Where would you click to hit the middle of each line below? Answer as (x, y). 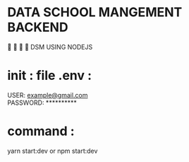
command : (41, 131)
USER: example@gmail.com (48, 95)
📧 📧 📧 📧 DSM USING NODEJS (50, 47)
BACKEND (38, 27)
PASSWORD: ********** (42, 103)
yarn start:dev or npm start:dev (53, 151)
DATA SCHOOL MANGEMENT (95, 12)
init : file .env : (50, 76)
